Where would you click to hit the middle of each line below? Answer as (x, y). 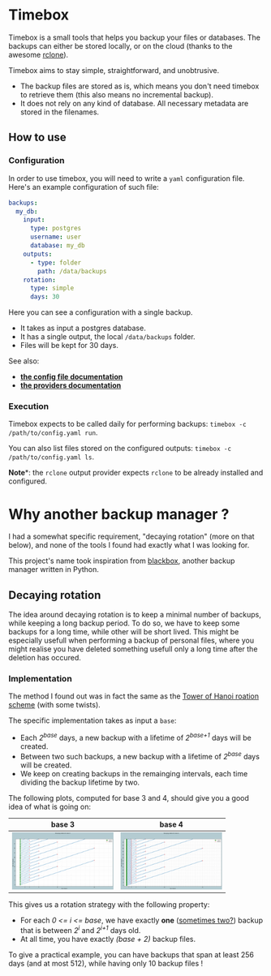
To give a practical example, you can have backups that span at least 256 (131, 954)
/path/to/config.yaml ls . (52, 457)
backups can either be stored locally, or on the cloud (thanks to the (120, 45)
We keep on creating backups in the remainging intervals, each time (134, 773)
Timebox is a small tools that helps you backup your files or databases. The (135, 37)
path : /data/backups (72, 271)
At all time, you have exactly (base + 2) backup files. (108, 939)
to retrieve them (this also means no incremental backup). (116, 94)
